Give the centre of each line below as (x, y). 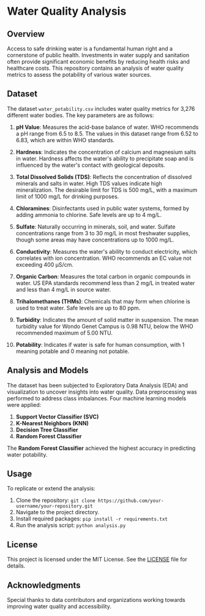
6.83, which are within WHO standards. (65, 140)
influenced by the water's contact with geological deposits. (91, 165)
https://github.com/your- (131, 501)
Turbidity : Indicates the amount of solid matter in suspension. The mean (107, 319)
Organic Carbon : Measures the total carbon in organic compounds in (103, 276)
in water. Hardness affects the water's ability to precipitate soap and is (105, 158)
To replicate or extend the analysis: (51, 489)
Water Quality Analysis (67, 11)
